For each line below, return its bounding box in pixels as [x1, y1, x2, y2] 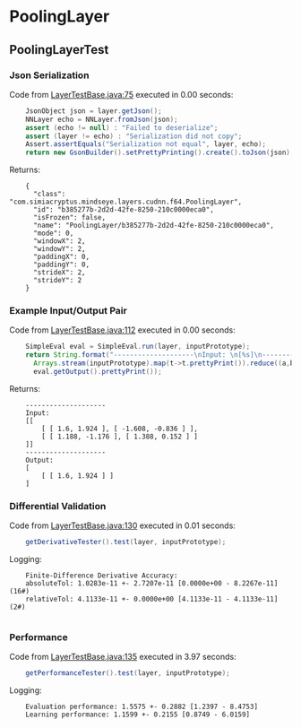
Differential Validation [9, 499, 107, 512]
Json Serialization [9, 69, 90, 82]
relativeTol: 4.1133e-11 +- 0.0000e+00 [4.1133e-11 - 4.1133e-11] [25, 594, 279, 604]
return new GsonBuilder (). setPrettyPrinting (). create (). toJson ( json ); [25, 148, 295, 158]
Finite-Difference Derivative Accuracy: [25, 571, 178, 580]
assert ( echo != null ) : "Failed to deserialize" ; [25, 123, 219, 132]
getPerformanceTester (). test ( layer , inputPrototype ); [25, 669, 230, 678]
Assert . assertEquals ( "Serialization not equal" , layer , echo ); [25, 140, 267, 149]
